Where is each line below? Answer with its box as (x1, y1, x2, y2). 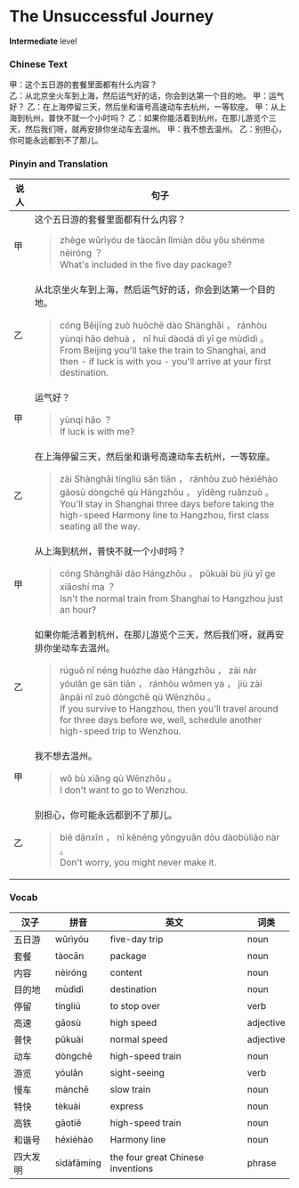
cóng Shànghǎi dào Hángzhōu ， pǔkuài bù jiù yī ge (59, 567, 276, 580)
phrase (246, 1156, 277, 1168)
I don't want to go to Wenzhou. (59, 784, 189, 796)
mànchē (54, 1083, 89, 1095)
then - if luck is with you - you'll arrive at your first (59, 354, 271, 367)
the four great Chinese (109, 1151, 205, 1163)
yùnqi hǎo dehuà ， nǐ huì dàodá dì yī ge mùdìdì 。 (59, 332, 270, 345)
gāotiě (54, 1116, 82, 1128)
